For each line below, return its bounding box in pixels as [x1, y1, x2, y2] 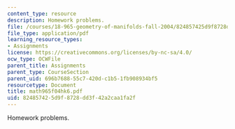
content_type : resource [7, 10, 77, 17]
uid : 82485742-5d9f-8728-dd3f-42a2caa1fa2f [7, 95, 136, 102]
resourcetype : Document [7, 82, 77, 89]
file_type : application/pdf [7, 29, 90, 37]
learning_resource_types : [7, 36, 83, 43]
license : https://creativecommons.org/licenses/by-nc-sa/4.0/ [7, 50, 192, 56]
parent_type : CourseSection [7, 68, 90, 75]
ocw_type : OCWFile [7, 56, 61, 63]
